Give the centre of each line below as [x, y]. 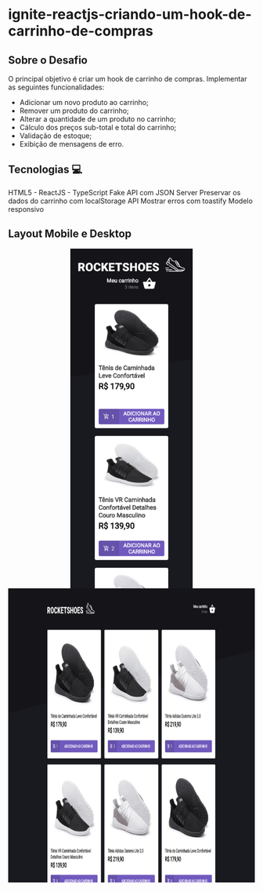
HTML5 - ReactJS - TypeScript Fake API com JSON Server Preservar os [124, 192]
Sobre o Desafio [48, 60]
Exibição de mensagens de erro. [72, 144]
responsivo [26, 209]
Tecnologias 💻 [45, 170]
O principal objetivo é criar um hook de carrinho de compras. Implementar [128, 79]
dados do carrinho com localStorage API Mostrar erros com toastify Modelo [130, 201]
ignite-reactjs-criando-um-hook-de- [130, 15]
